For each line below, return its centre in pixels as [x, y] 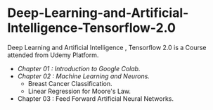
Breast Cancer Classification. [70, 83]
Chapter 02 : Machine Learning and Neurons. [83, 76]
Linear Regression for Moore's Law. [79, 91]
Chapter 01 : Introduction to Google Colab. [79, 68]
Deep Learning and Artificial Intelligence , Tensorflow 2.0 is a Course [107, 47]
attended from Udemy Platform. [53, 55]
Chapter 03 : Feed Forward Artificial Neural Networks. [96, 98]
